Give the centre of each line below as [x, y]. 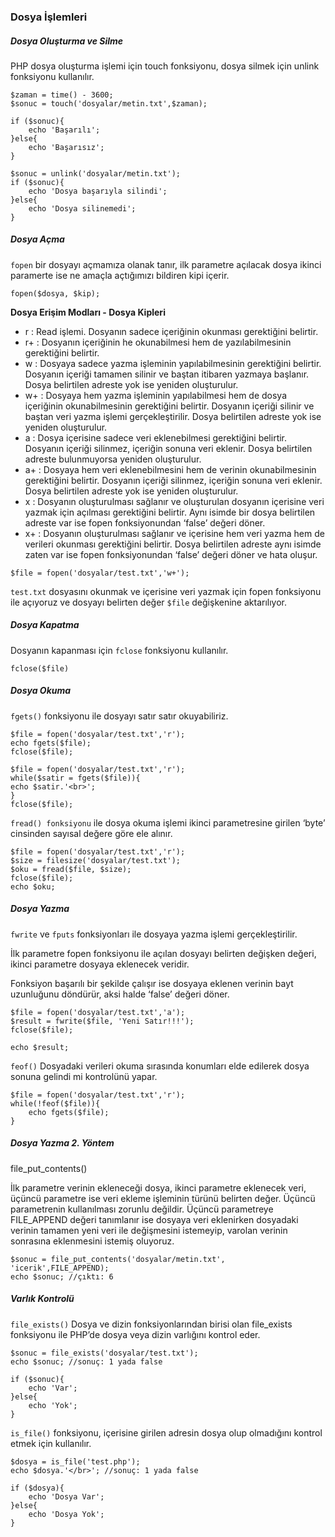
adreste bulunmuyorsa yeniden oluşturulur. [113, 459]
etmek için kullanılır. [51, 1443]
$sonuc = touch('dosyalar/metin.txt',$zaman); [109, 103]
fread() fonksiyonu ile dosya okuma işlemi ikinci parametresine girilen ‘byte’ [168, 822]
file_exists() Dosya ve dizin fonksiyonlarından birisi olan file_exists [151, 1324]
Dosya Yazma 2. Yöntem [62, 1143]
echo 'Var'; [53, 1388]
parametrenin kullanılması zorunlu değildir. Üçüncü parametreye [142, 1209]
